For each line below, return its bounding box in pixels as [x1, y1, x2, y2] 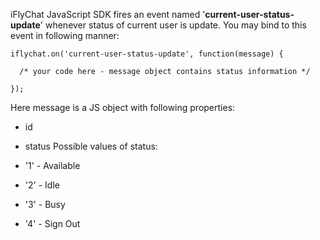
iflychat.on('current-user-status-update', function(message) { [10, 49, 284, 59]
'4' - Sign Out [24, 218, 81, 229]
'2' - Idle [24, 179, 60, 191]
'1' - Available [24, 160, 81, 171]
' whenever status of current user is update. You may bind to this [39, 19, 307, 31]
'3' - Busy [24, 199, 66, 210]
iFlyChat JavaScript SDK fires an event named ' [10, 9, 206, 20]
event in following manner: [10, 30, 120, 41]
